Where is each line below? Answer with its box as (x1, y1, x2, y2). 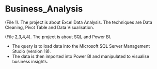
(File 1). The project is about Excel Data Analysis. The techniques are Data (5, 19, 153, 25)
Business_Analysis (5, 3, 83, 14)
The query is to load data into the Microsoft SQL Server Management (12, 43, 150, 49)
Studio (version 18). (12, 48, 51, 54)
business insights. (12, 58, 48, 64)
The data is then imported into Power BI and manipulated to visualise (12, 53, 149, 59)
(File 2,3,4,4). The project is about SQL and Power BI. (5, 34, 111, 40)
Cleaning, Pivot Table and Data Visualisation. (5, 24, 94, 30)
